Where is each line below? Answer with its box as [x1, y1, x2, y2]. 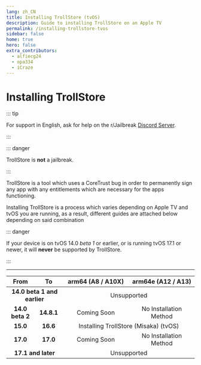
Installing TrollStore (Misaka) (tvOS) [78, 322, 179, 330]
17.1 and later [14, 349, 55, 357]
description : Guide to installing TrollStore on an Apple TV [6, 20, 162, 26]
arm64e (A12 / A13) [132, 278, 191, 286]
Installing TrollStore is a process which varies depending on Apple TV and [6, 204, 188, 211]
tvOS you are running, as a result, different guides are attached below [6, 210, 178, 217]
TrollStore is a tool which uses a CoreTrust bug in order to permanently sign [6, 180, 193, 187]
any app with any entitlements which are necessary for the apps [6, 186, 165, 193]
